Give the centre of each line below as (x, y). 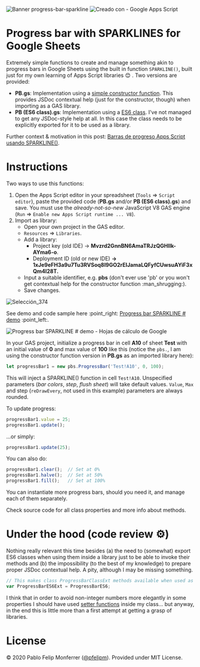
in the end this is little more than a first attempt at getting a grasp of (89, 610)
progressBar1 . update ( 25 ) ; (38, 447)
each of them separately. (37, 498)
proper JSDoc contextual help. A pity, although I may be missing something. (100, 570)
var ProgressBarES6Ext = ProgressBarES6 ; (59, 586)
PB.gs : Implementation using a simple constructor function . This (94, 93)
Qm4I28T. (45, 271)
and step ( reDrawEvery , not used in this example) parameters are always (95, 391)
